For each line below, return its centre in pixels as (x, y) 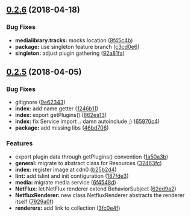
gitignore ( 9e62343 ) (40, 102)
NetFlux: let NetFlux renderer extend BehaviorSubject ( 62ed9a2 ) (95, 189)
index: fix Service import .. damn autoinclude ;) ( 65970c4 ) (87, 121)
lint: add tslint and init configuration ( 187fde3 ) (72, 176)
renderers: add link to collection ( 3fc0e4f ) (67, 208)
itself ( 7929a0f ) (34, 201)
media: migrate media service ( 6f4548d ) (65, 182)
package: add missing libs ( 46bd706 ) (62, 128)
